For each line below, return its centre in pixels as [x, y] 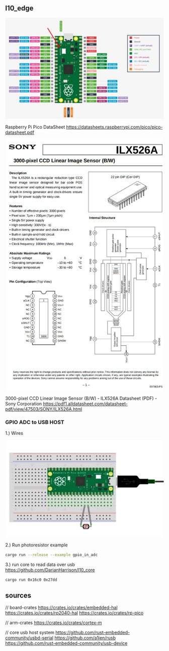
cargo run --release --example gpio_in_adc [52, 555]
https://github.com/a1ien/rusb [85, 638]
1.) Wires [14, 433]
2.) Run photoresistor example [36, 545]
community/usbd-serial [29, 638]
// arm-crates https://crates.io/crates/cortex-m [54, 623]
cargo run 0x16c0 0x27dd [31, 580]
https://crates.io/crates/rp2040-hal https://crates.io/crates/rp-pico [74, 613]
